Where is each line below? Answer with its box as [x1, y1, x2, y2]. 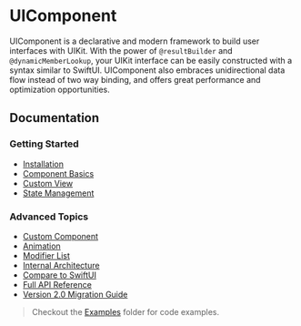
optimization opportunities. [9, 84, 111, 95]
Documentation [9, 110, 100, 126]
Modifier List [22, 250, 71, 260]
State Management [22, 188, 95, 199]
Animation [22, 240, 61, 251]
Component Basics [22, 168, 95, 178]
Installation [22, 158, 65, 169]
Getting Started [9, 138, 79, 150]
